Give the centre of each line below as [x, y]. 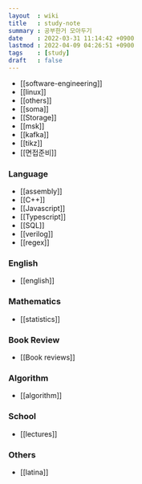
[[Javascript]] [43, 209]
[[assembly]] [41, 191]
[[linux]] [33, 92]
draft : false [35, 61]
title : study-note [45, 23]
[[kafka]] [34, 134]
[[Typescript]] [43, 217]
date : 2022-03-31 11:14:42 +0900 [71, 38]
